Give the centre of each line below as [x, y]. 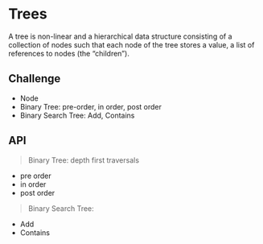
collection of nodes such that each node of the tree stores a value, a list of [131, 44]
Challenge [35, 79]
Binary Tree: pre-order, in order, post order [91, 106]
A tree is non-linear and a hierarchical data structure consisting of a [120, 36]
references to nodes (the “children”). [69, 53]
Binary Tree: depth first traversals [83, 160]
